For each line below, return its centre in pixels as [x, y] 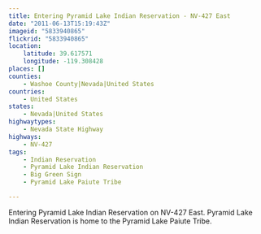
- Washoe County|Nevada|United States [89, 84]
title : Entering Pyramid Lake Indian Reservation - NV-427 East [120, 16]
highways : [25, 136]
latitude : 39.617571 [58, 54]
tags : [17, 152]
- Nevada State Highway [63, 129]
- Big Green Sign [52, 175]
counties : [25, 76]
